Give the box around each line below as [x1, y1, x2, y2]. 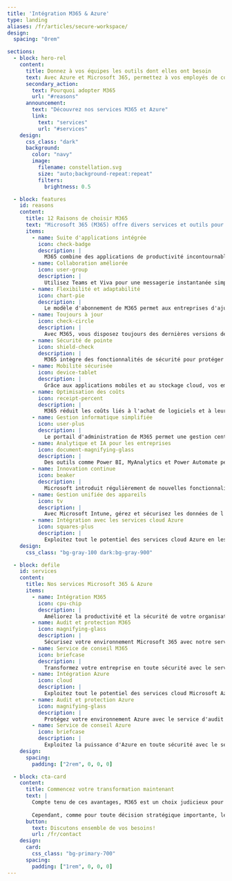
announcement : [25, 100, 67, 107]
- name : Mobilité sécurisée [32, 363, 113, 370]
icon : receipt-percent [37, 395, 104, 401]
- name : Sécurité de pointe [32, 337, 113, 344]
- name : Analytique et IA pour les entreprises [32, 439, 171, 446]
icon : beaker [37, 472, 76, 479]
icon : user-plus [37, 421, 85, 428]
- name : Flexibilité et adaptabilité [32, 285, 140, 292]
